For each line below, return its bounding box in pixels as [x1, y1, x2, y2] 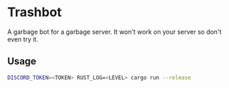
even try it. [7, 34, 39, 43]
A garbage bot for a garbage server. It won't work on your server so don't [7, 27, 222, 36]
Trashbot [7, 4, 62, 20]
